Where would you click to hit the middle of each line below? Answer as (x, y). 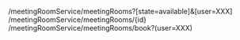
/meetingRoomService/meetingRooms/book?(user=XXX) (100, 28)
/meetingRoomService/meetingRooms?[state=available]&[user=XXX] (120, 11)
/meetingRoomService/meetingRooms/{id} (78, 20)
